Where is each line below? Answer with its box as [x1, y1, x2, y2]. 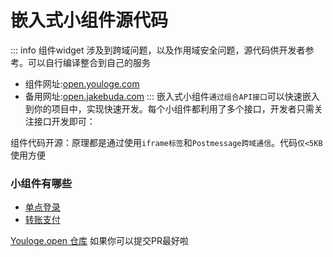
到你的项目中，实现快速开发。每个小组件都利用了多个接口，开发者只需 [24, 102, 315, 115]
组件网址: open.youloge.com [24, 77, 140, 90]
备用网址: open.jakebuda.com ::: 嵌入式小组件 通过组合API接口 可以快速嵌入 [24, 90, 320, 102]
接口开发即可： [33, 115, 96, 127]
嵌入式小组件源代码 [10, 9, 169, 32]
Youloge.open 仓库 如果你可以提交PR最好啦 [10, 235, 189, 247]
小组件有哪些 [10, 176, 73, 190]
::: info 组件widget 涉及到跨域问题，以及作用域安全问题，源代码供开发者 [10, 44, 306, 56]
